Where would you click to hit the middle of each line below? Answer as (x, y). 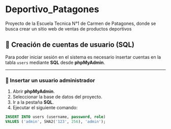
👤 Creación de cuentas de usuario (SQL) (70, 45)
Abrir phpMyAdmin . (34, 91)
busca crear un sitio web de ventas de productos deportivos (68, 28)
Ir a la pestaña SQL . (33, 102)
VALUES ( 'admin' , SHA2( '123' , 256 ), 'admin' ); (55, 121)
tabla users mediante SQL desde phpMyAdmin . (55, 62)
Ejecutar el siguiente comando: (45, 108)
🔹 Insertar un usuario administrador (50, 80)
